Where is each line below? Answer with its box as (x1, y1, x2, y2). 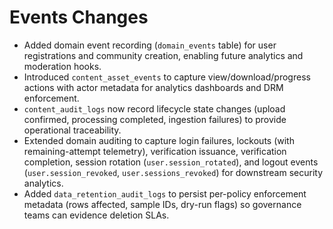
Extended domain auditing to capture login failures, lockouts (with (23, 134, 295, 146)
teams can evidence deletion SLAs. (23, 209, 170, 221)
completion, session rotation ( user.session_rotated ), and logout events (23, 156, 319, 168)
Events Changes (9, 6, 149, 29)
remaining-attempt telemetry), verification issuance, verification (23, 145, 287, 157)
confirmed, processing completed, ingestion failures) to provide (23, 113, 287, 125)
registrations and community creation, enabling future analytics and (23, 49, 304, 61)
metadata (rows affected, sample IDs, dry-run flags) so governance (23, 198, 302, 210)
